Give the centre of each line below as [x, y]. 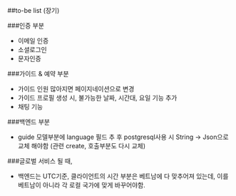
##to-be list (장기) [34, 10]
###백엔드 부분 [29, 122]
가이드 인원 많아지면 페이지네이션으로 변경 [76, 89]
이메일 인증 [33, 41]
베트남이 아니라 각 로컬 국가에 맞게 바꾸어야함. [82, 185]
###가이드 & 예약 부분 [38, 74]
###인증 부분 [26, 26]
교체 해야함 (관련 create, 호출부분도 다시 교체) [82, 146]
